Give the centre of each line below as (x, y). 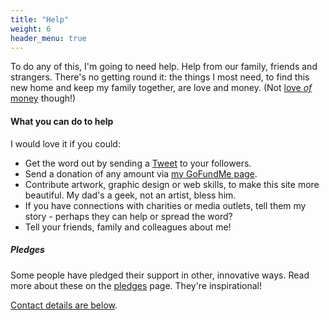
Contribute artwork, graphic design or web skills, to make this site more (172, 184)
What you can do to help (62, 121)
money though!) (43, 98)
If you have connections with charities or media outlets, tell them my (165, 205)
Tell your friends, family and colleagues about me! (128, 227)
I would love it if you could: (65, 143)
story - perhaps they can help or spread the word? (128, 216)
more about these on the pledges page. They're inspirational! (136, 285)
